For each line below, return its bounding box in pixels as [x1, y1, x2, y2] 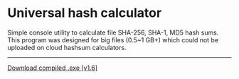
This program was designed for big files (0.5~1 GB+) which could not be [7, 35, 219, 44]
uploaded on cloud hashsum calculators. [7, 43, 127, 51]
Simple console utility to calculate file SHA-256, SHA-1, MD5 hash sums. [7, 28, 219, 37]
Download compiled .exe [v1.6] [7, 63, 98, 72]
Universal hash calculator [7, 5, 162, 21]
